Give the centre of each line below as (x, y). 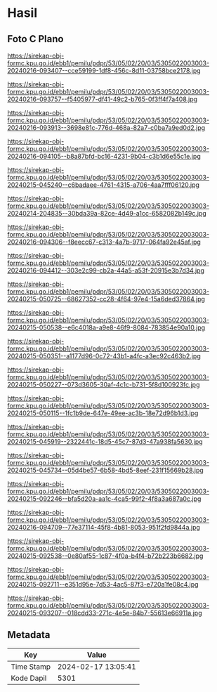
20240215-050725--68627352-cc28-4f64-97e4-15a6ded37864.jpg (106, 299)
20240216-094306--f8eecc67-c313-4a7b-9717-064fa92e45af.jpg (104, 242)
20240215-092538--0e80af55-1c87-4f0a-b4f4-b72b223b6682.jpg (105, 556)
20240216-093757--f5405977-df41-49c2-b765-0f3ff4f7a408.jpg (103, 99)
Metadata (29, 635)
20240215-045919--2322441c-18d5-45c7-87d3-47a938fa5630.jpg (105, 442)
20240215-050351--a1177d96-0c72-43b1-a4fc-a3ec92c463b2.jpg (104, 356)
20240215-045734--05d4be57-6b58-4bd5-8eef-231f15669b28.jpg (105, 470)
